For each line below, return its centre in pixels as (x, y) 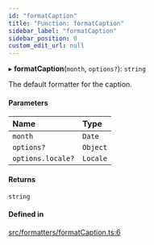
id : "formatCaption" (43, 16)
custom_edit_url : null (46, 46)
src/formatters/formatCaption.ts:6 (65, 232)
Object (94, 147)
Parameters (28, 102)
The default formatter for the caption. (71, 85)
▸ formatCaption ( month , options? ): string (77, 69)
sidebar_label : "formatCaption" (62, 31)
